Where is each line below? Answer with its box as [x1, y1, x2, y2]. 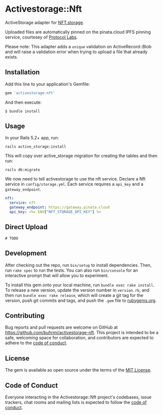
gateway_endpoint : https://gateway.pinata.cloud [9, 205, 110, 210]
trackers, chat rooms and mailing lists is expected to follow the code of [5, 399, 147, 405]
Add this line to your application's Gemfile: [5, 81, 90, 87]
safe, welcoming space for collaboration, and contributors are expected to [5, 335, 154, 341]
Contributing [5, 311, 45, 320]
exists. [5, 54, 18, 59]
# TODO [5, 236, 18, 241]
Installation [5, 68, 40, 77]
